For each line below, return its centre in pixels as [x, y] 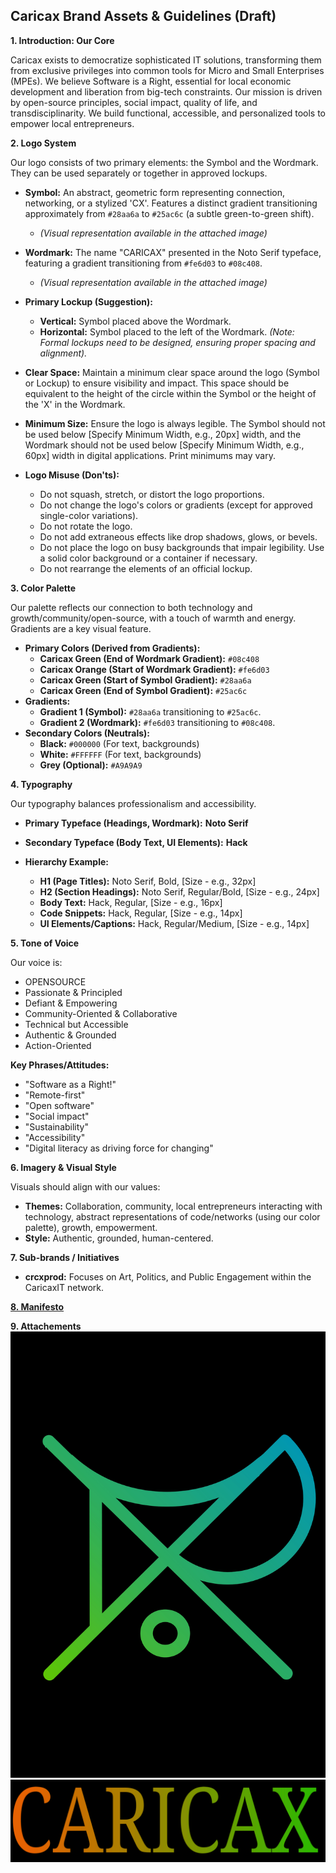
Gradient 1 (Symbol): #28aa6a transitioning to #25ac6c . [150, 711]
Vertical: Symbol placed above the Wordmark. [135, 321]
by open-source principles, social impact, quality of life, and [134, 102]
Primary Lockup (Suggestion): [88, 301]
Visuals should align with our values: [85, 1186]
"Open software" [59, 1105]
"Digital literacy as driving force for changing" [119, 1148]
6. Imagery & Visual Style [63, 1167]
